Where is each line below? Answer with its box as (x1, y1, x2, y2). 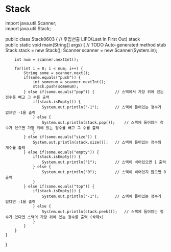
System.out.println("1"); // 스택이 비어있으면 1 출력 (41, 159, 166, 165)
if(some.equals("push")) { (23, 75, 81, 80)
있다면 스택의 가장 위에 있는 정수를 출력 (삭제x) (14, 214, 104, 220)
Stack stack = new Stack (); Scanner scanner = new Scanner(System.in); (5, 47, 158, 53)
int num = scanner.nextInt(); (14, 57, 79, 62)
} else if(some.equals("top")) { (23, 184, 95, 189)
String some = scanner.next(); (23, 70, 90, 76)
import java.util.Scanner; (5, 20, 57, 26)
